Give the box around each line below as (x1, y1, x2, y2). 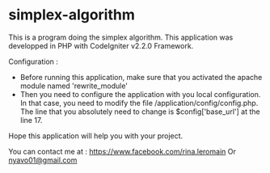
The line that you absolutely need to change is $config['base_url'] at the (19, 107, 260, 116)
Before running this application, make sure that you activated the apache (19, 72, 263, 82)
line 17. (19, 115, 43, 124)
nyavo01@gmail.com (8, 155, 78, 165)
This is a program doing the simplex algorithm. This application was (8, 32, 234, 42)
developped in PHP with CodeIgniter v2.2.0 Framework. (8, 40, 194, 50)
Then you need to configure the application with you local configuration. (19, 89, 261, 99)
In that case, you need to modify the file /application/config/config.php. (19, 98, 259, 108)
